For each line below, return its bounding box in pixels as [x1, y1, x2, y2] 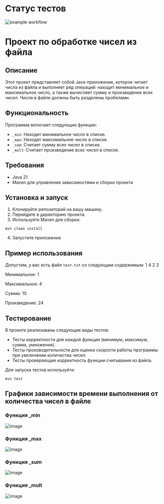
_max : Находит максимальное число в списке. [12, 137, 108, 142]
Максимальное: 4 [5, 281, 43, 287]
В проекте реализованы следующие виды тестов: [5, 327, 109, 333]
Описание [5, 66, 38, 74]
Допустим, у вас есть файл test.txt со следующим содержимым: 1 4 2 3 [5, 262, 159, 268]
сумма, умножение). [12, 342, 56, 347]
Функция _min [5, 412, 41, 419]
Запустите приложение [12, 235, 61, 241]
